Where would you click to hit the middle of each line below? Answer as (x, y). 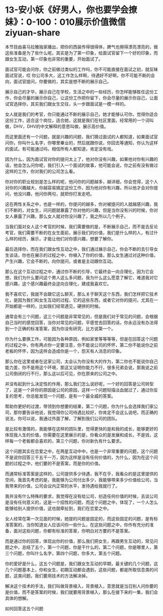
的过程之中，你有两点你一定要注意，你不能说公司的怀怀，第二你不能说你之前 (81, 345)
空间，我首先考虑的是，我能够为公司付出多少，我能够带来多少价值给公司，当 (81, 479)
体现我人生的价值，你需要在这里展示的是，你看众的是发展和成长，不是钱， (79, 435)
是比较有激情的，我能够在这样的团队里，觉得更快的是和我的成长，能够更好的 (81, 428)
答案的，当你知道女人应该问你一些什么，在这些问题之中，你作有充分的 (79, 525)
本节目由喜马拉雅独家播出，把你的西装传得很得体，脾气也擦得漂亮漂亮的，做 (81, 47)
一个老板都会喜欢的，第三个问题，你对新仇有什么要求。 (69, 441)
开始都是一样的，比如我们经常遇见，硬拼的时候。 (54, 306)
